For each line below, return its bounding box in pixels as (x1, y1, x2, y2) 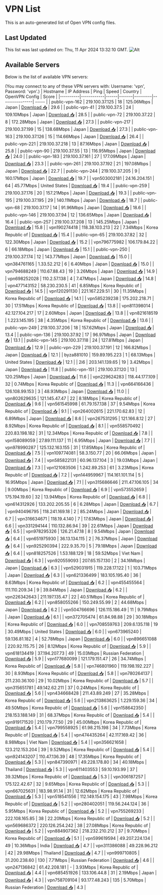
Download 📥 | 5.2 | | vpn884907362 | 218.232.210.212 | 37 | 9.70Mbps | (5, 828, 150, 834)
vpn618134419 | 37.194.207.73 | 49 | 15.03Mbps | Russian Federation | (5, 650, 145, 656)
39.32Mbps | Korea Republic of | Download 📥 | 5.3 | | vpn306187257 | (5, 774, 146, 779)
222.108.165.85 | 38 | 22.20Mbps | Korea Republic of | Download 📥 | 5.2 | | (5, 815, 155, 821)
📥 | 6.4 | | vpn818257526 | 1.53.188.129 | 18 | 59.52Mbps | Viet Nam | (5, 550, 143, 556)
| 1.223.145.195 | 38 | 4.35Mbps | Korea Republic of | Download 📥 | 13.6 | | (5, 317, 153, 323)
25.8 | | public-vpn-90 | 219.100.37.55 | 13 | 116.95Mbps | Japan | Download (5, 148, 156, 154)
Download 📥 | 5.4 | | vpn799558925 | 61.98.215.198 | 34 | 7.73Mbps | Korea (5, 724, 157, 730)
